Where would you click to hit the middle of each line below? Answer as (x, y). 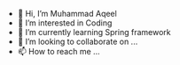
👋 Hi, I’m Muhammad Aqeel (67, 14)
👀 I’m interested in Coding (65, 23)
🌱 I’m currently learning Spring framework (94, 32)
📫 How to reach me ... (59, 51)
